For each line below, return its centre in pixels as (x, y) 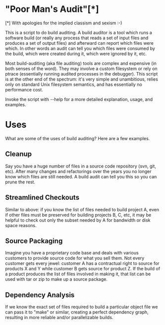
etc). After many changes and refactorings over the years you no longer (78, 171)
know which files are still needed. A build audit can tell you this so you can (81, 176)
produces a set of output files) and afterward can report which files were (79, 43)
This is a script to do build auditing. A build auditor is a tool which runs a (79, 32)
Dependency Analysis (40, 295)
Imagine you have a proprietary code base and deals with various (72, 253)
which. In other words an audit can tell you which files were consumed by (80, 48)
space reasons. (21, 225)
